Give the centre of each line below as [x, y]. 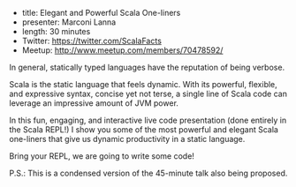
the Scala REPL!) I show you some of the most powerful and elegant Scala [144, 130]
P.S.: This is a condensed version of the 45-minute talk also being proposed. [148, 173]
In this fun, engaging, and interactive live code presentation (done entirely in [148, 120]
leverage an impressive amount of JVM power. [94, 103]
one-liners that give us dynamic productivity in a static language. [127, 139]
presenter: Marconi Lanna [69, 22]
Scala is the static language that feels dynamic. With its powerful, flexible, [144, 84]
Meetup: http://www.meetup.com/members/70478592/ [122, 50]
